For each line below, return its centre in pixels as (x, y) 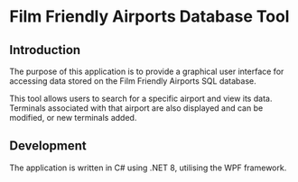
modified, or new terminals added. (73, 118)
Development (48, 146)
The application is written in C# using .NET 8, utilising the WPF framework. (148, 168)
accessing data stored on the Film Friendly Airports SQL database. (133, 81)
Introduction (45, 50)
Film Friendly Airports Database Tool (149, 17)
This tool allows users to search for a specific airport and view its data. (141, 98)
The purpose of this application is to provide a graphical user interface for (147, 71)
